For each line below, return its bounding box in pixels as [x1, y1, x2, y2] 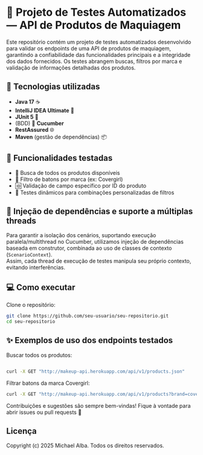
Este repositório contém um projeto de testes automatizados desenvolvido [6, 38, 192, 45]
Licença [6, 426, 37, 436]
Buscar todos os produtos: [6, 351, 72, 359]
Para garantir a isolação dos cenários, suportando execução [6, 232, 156, 239]
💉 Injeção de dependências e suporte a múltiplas [6, 206, 193, 217]
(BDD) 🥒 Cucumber [14, 119, 65, 126]
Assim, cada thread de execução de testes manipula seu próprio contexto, [6, 257, 192, 265]
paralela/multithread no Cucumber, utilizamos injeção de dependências [6, 238, 184, 246]
